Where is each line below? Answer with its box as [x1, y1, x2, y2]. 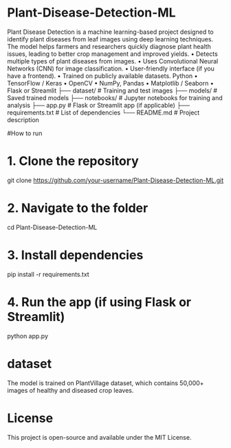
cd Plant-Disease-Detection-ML [7, 223, 98, 231]
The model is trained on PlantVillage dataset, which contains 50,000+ [7, 378, 204, 387]
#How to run [7, 129, 43, 137]
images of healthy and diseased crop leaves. [7, 386, 134, 394]
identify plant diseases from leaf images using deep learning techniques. [7, 35, 214, 43]
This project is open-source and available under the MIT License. [7, 433, 192, 441]
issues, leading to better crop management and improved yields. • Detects [7, 50, 218, 58]
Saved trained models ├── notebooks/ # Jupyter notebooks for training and [7, 93, 223, 101]
